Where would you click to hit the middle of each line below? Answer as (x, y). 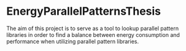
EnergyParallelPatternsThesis (84, 11)
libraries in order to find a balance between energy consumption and (93, 34)
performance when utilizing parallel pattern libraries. (73, 41)
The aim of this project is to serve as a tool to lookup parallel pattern (93, 28)
